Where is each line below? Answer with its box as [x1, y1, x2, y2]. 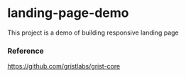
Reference [7, 46, 44, 56]
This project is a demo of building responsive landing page [7, 28, 179, 37]
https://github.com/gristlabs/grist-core [7, 62, 121, 71]
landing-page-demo [7, 5, 129, 21]
